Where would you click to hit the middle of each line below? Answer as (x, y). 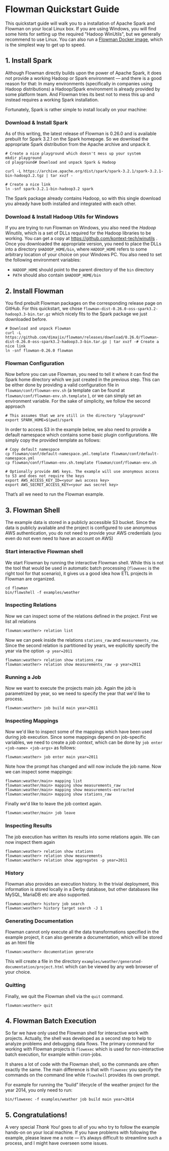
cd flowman (17, 588)
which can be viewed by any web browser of (112, 967)
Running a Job (23, 677)
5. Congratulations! (36, 1115)
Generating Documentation (39, 921)
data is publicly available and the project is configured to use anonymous (81, 528)
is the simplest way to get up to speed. (45, 44)
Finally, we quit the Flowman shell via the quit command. (65, 996)
